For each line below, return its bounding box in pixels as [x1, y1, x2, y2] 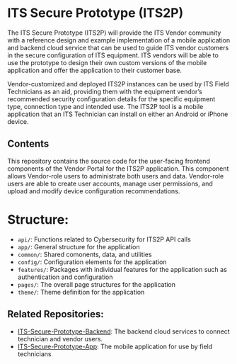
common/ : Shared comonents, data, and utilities [17, 250, 152, 258]
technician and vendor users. [17, 334, 103, 343]
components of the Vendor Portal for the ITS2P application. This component [7, 164, 229, 173]
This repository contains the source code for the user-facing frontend [7, 157, 211, 165]
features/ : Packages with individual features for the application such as [17, 265, 228, 273]
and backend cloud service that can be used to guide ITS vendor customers [7, 43, 229, 52]
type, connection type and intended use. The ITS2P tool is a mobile [7, 102, 204, 110]
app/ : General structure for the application [17, 242, 140, 251]
